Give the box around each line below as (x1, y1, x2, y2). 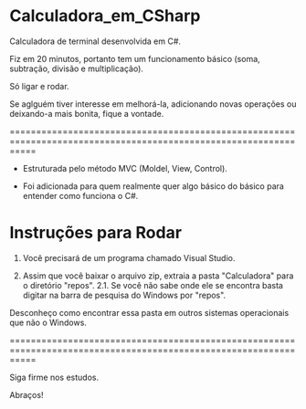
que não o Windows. (9, 317, 87, 328)
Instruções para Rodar (9, 223, 183, 243)
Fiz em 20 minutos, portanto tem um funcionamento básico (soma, (9, 53, 260, 64)
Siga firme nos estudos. (9, 372, 99, 383)
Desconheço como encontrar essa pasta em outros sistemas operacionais (9, 307, 290, 318)
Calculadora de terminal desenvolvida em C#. (9, 36, 181, 47)
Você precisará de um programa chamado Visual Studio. (22, 252, 236, 263)
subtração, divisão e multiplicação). (9, 63, 144, 74)
